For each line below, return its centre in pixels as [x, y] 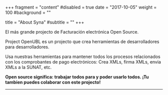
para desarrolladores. [27, 47]
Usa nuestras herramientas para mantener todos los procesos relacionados [83, 56]
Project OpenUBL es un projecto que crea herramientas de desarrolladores [82, 41]
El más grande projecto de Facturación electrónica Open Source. [72, 32]
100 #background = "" [28, 12]
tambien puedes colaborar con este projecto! [53, 82]
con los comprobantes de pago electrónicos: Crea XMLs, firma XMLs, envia [83, 62]
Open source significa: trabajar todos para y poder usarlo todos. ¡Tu [77, 77]
